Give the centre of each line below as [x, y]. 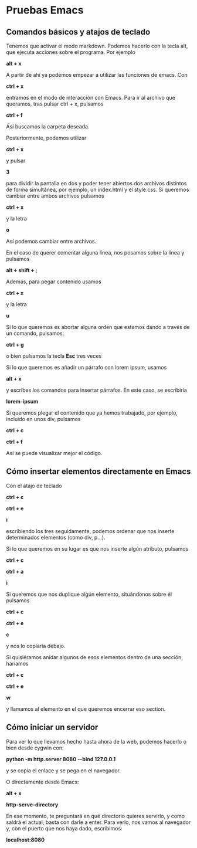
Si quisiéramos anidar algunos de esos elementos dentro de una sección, [95, 657]
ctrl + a [15, 571]
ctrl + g [15, 345]
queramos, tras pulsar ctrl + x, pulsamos [55, 104]
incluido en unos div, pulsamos [43, 419]
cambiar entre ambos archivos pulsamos [55, 196]
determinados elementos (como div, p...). [56, 537]
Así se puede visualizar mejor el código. [54, 453]
